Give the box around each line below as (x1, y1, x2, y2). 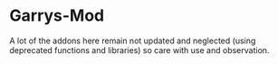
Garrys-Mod (9, 5, 105, 26)
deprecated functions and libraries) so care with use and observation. (9, 44, 270, 55)
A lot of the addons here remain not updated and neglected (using (9, 35, 256, 46)
